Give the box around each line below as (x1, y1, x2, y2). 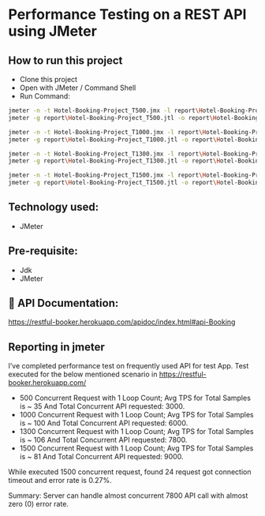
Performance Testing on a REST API (8, 6, 247, 24)
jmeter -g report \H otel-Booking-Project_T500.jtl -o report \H (8, 114, 217, 122)
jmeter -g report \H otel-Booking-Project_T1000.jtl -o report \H (8, 136, 221, 144)
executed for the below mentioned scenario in (8, 369, 158, 380)
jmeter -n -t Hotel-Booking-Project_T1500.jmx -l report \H (8, 171, 207, 179)
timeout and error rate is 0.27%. (8, 476, 112, 485)
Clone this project (19, 75, 77, 84)
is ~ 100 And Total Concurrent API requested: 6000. (19, 418, 188, 428)
